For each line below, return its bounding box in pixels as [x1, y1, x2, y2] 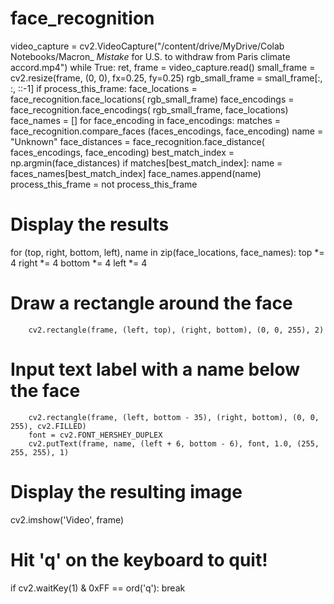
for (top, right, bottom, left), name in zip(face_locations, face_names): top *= [10, 246, 325, 258]
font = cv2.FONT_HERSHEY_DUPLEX [28, 430, 163, 440]
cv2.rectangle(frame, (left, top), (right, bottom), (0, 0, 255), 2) [28, 325, 325, 335]
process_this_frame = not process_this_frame [10, 178, 198, 190]
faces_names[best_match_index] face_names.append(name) [10, 167, 262, 179]
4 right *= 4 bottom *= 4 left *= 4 [10, 257, 148, 269]
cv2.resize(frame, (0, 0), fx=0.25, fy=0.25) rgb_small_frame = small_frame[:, [10, 72, 323, 84]
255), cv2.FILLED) [10, 421, 87, 431]
